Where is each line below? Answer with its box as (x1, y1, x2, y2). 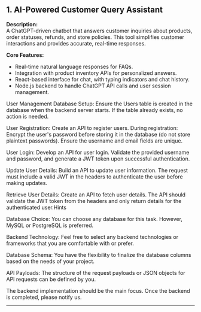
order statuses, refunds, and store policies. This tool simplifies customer (6, 33, 184, 41)
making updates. (6, 179, 48, 186)
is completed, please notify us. (6, 293, 82, 301)
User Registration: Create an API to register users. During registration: (6, 124, 178, 131)
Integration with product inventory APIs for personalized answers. (14, 69, 177, 77)
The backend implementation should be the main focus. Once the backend (6, 287, 190, 294)
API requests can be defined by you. (6, 275, 96, 283)
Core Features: (6, 51, 44, 59)
